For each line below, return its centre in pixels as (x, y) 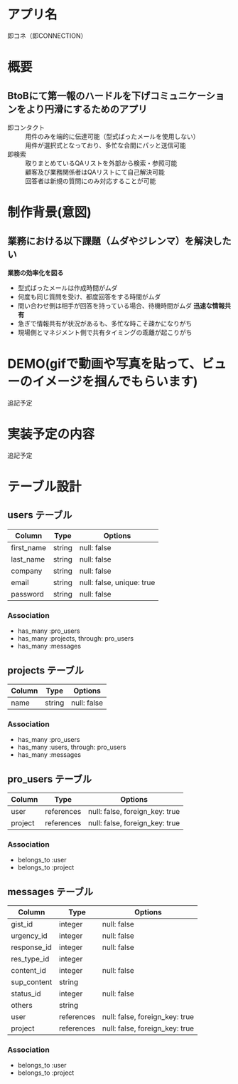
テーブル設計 (44, 487)
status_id (26, 993)
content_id (28, 971)
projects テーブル (45, 670)
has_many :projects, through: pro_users (75, 639)
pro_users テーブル (50, 779)
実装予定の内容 (51, 434)
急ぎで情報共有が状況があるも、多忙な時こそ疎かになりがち (105, 323)
